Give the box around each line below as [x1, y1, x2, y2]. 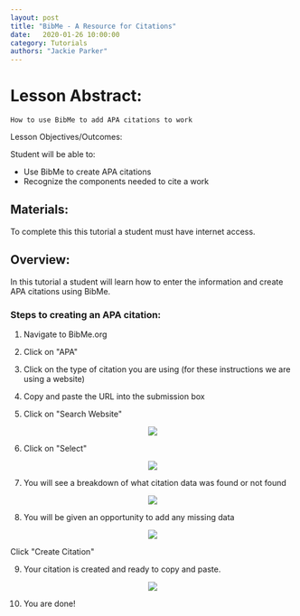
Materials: [10, 202, 69, 218]
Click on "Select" [23, 443, 88, 453]
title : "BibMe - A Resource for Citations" [10, 22, 177, 31]
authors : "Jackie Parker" [10, 47, 108, 56]
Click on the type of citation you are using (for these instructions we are [23, 363, 291, 375]
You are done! [23, 598, 76, 609]
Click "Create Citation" [10, 546, 95, 556]
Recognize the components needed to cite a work [23, 176, 210, 187]
